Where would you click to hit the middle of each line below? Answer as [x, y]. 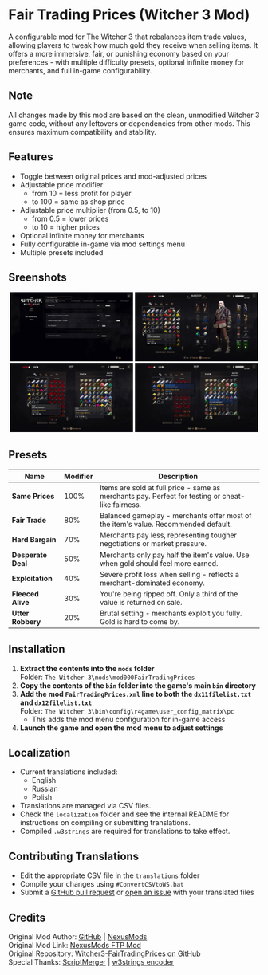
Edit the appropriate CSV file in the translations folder [110, 875]
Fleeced [26, 594]
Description [178, 476]
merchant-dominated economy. [152, 583]
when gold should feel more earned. [159, 563]
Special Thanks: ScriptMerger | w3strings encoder [91, 962]
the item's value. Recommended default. [166, 524]
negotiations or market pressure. [153, 544]
